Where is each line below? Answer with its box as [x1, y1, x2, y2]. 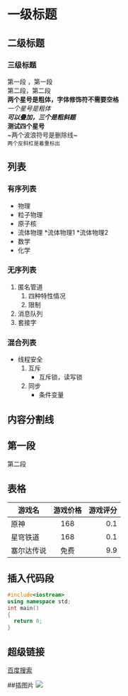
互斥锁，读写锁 [38, 373, 83, 382]
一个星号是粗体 [7, 104, 51, 112]
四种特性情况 [28, 292, 66, 300]
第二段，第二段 [7, 86, 51, 94]
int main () [7, 604, 40, 612]
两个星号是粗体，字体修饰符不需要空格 [7, 95, 119, 104]
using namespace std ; [7, 597, 71, 605]
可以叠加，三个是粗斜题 [7, 113, 76, 121]
